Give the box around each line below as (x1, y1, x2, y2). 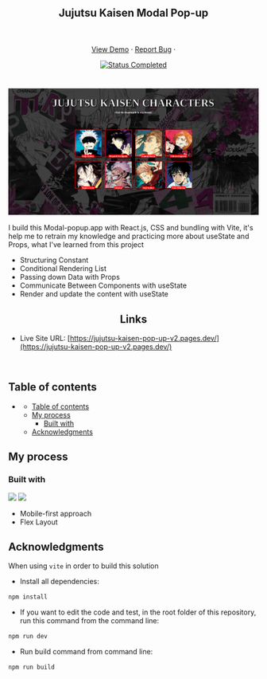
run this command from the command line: (19, 616, 160, 626)
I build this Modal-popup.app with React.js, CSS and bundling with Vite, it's (8, 223, 253, 233)
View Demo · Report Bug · (91, 44, 176, 54)
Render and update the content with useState (19, 289, 169, 299)
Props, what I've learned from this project (8, 240, 145, 249)
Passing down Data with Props (19, 273, 121, 282)
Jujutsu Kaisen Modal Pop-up (58, 6, 209, 20)
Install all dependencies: (19, 577, 99, 587)
